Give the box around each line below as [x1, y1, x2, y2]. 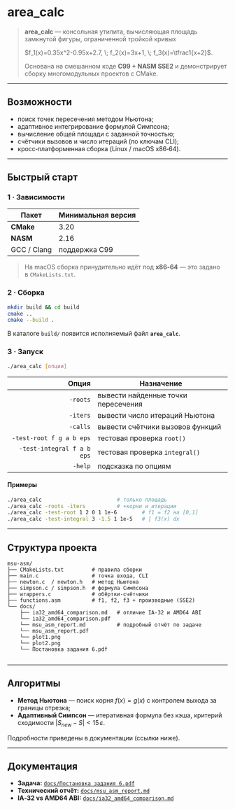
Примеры [7, 481, 37, 489]
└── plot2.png [20, 640, 61, 647]
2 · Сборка [7, 288, 45, 297]
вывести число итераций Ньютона [97, 410, 215, 420]
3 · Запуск [7, 347, 44, 357]
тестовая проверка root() [97, 433, 187, 443]
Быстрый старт [7, 171, 78, 183]
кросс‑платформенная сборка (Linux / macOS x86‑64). [17, 144, 181, 153]
